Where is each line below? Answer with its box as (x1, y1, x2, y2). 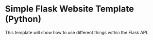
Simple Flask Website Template (5, 3, 135, 14)
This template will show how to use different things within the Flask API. (5, 29, 149, 35)
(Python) (5, 13, 41, 25)
